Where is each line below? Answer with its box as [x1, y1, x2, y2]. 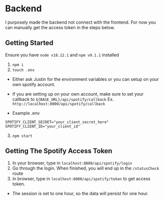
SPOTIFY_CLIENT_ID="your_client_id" [5, 124, 80, 129]
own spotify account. [12, 81, 56, 87]
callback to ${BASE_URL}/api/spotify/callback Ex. [12, 96, 114, 102]
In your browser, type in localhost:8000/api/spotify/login [12, 160, 132, 166]
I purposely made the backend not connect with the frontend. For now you [5, 19, 156, 25]
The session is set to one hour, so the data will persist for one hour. [12, 190, 149, 196]
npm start [12, 134, 33, 138]
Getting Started [5, 39, 54, 47]
